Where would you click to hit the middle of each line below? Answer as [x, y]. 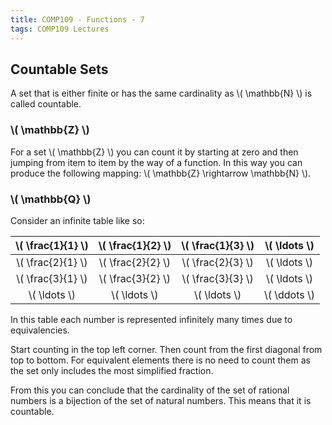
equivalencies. [40, 330]
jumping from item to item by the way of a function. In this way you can [156, 162]
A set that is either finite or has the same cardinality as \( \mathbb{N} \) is [161, 93]
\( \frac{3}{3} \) [217, 278]
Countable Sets [59, 69]
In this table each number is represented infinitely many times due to [151, 319]
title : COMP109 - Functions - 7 [77, 19]
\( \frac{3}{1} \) [52, 278]
